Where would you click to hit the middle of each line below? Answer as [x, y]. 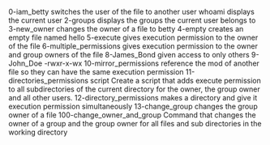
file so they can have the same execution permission [96, 72]
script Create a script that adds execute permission [176, 81]
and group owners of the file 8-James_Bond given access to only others [129, 55]
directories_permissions [49, 81]
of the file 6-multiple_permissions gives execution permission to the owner [133, 46]
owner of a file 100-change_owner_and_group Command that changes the [133, 115]
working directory [38, 132]
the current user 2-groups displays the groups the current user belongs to [132, 20]
